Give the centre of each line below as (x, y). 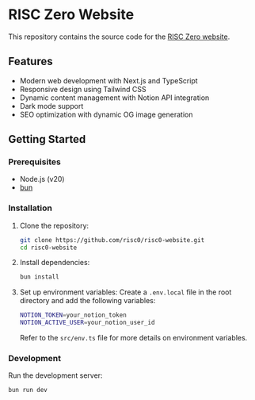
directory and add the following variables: (88, 301)
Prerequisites (34, 162)
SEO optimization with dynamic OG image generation (106, 114)
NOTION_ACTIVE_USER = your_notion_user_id (87, 323)
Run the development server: (55, 375)
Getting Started (47, 139)
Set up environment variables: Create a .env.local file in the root (126, 292)
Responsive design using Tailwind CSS (83, 89)
